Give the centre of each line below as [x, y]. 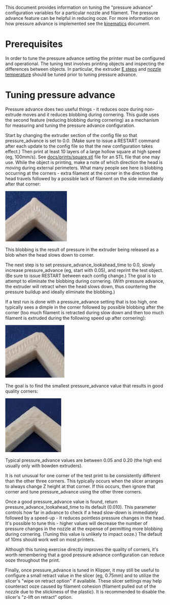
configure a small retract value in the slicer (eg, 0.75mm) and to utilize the [82, 575]
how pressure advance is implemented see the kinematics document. [78, 23]
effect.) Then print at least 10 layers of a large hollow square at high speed [83, 151]
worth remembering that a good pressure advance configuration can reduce [85, 555]
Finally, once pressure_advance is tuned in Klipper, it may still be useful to [82, 570]
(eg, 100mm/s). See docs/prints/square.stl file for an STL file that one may [83, 157]
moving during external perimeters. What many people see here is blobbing [84, 168]
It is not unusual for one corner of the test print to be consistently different [83, 475]
